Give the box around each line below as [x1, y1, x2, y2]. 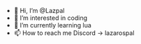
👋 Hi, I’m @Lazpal [13, 7, 65, 14]
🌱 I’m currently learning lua [13, 21, 92, 29]
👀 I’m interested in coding [13, 14, 88, 22]
